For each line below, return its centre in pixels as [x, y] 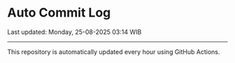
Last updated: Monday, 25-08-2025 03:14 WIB [74, 32]
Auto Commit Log [59, 13]
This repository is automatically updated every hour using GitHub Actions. [114, 52]
